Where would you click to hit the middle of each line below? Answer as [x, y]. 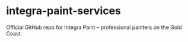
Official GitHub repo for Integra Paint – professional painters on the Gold [94, 27]
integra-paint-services [64, 11]
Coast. [14, 33]
